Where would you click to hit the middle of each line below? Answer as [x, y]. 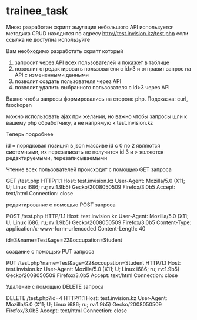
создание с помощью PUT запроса [50, 251]
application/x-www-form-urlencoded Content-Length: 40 [76, 228]
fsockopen [19, 105]
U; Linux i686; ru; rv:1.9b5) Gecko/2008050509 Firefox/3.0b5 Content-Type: [99, 222]
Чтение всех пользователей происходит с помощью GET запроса [89, 169]
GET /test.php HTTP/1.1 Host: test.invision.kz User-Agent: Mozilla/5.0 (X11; [96, 181]
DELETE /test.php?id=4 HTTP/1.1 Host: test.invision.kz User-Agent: [87, 298]
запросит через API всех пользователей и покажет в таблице [92, 62]
